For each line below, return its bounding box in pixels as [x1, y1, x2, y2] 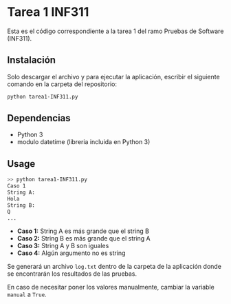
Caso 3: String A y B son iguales [16, 242, 109, 250]
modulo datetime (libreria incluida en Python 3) [16, 138, 151, 146]
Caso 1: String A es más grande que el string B [16, 227, 150, 235]
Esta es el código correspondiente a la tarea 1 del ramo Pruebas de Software [7, 27, 224, 35]
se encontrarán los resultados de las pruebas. [7, 270, 137, 278]
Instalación [7, 54, 56, 66]
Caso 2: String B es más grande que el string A [16, 234, 151, 243]
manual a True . [7, 290, 47, 298]
